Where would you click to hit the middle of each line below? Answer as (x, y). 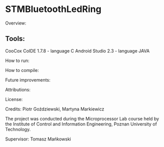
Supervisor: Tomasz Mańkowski (38, 139)
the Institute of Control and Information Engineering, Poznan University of (81, 124)
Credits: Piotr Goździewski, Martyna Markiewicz (55, 109)
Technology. (18, 129)
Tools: (15, 39)
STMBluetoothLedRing (53, 9)
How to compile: (22, 70)
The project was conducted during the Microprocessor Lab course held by (82, 118)
